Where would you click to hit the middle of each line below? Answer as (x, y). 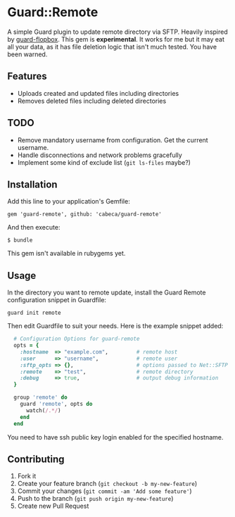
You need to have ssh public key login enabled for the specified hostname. (115, 437)
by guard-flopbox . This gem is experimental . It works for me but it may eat (116, 39)
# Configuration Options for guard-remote (77, 339)
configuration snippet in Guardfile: (57, 300)
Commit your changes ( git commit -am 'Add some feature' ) (104, 491)
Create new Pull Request (53, 506)
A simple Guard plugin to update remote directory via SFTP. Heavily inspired (118, 32)
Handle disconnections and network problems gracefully (100, 155)
